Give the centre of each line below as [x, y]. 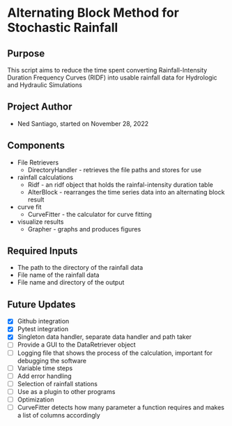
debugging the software [52, 360]
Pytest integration [42, 329]
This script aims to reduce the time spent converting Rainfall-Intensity [107, 70]
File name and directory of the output [71, 282]
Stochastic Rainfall [63, 28]
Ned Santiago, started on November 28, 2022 [83, 123]
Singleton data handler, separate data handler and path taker [105, 337]
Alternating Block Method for [93, 13]
